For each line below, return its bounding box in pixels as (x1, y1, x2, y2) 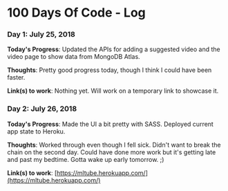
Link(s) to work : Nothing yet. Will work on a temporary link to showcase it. (7, 87, 219, 95)
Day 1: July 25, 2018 (7, 30, 76, 39)
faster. (7, 73, 26, 82)
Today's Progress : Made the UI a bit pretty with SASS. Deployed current (7, 120, 214, 128)
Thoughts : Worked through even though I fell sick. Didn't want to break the (7, 140, 221, 149)
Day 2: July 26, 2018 (7, 104, 77, 113)
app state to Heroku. (7, 127, 66, 136)
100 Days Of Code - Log (7, 5, 146, 21)
